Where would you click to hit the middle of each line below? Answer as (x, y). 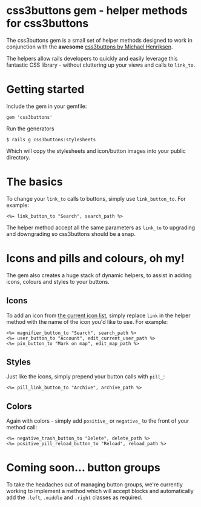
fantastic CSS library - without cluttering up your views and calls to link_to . (101, 65)
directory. (18, 157)
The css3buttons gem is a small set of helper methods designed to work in (99, 40)
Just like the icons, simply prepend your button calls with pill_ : (86, 377)
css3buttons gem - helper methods (97, 11)
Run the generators (30, 129)
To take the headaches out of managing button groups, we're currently (94, 485)
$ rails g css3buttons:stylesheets (51, 139)
